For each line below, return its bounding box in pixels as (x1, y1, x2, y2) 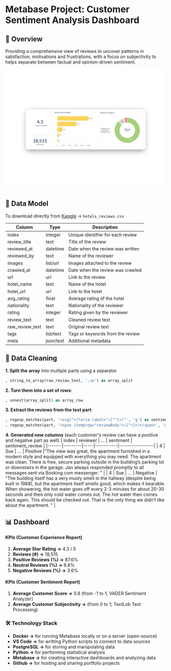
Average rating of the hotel (68, 295, 125, 301)
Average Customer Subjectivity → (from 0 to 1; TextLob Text (12, 601, 141, 607)
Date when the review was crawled (68, 267, 142, 273)
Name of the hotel (68, 281, 106, 287)
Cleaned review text (68, 317, 110, 323)
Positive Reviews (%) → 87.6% (12, 556, 78, 563)
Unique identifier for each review (68, 232, 137, 238)
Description (92, 224, 118, 230)
